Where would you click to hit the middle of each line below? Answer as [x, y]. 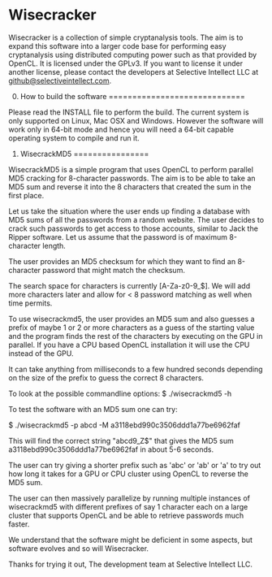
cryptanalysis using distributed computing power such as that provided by [133, 54]
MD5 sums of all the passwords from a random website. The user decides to [136, 219]
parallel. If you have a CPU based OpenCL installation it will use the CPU [129, 345]
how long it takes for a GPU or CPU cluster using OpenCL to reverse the [129, 474]
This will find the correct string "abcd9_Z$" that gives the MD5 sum [121, 440]
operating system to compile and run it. [74, 138]
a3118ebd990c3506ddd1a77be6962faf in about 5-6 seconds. [111, 449]
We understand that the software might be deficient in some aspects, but [131, 540]
